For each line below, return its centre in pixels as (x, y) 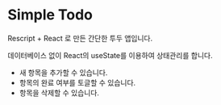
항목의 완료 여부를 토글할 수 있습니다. (77, 82)
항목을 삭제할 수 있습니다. (59, 92)
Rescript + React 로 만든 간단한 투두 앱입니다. (80, 38)
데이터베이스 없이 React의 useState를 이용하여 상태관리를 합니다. (110, 55)
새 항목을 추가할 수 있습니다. (63, 72)
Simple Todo (50, 15)
